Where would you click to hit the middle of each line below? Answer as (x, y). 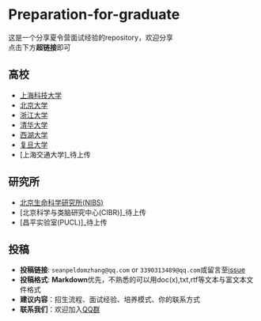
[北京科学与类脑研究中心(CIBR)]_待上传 (83, 212)
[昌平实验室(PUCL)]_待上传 (64, 222)
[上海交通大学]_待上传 (55, 154)
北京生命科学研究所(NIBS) (62, 202)
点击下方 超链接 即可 (40, 47)
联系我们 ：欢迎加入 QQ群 (60, 309)
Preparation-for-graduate (94, 15)
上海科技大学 (40, 95)
